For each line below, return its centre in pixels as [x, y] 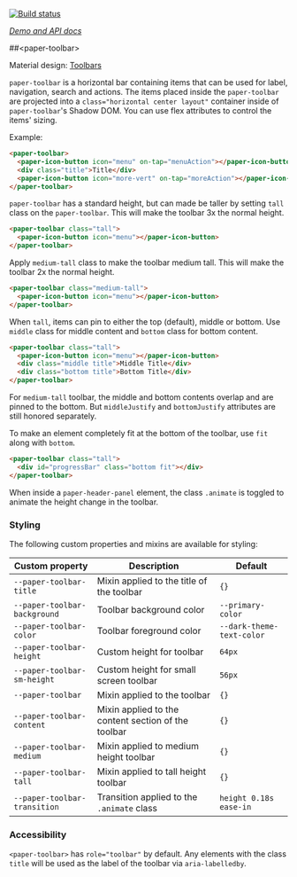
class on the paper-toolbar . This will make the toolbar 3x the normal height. [147, 213]
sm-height [34, 679]
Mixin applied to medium [148, 746]
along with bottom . [42, 442]
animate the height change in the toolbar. [84, 502]
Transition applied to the [147, 796]
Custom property [51, 566]
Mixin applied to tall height [151, 771]
